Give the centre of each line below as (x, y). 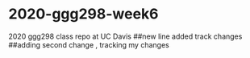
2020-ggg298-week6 (83, 14)
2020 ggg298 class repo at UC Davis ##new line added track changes (125, 36)
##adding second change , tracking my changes (89, 44)
